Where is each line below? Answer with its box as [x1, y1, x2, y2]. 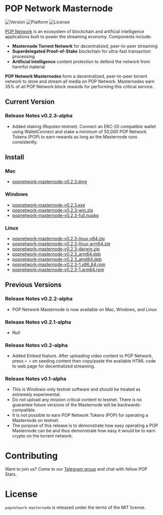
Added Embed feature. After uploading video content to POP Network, [12, 353, 153, 359]
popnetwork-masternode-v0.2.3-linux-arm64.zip [12, 241, 110, 247]
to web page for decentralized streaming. [12, 363, 95, 369]
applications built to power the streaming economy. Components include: [5, 34, 152, 39]
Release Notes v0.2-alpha [5, 342, 68, 348]
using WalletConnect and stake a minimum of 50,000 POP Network [12, 129, 147, 134]
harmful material [12, 64, 45, 70]
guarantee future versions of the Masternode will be [12, 402, 117, 408]
